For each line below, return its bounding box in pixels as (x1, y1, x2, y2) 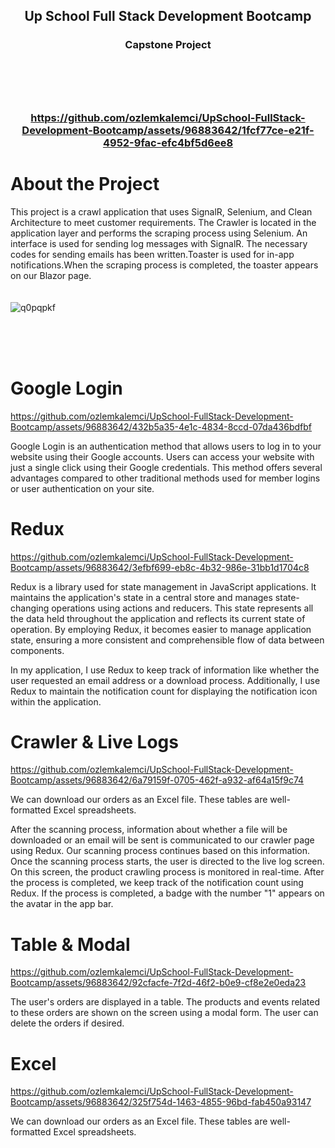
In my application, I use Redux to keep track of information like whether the (10, 664, 320, 676)
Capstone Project (124, 38, 212, 52)
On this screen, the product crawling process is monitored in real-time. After (10, 866, 325, 878)
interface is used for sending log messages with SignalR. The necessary (10, 237, 308, 249)
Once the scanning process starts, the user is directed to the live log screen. (10, 855, 325, 868)
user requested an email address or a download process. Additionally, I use (10, 674, 321, 686)
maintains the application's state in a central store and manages (10, 591, 273, 603)
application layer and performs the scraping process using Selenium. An (10, 227, 308, 239)
